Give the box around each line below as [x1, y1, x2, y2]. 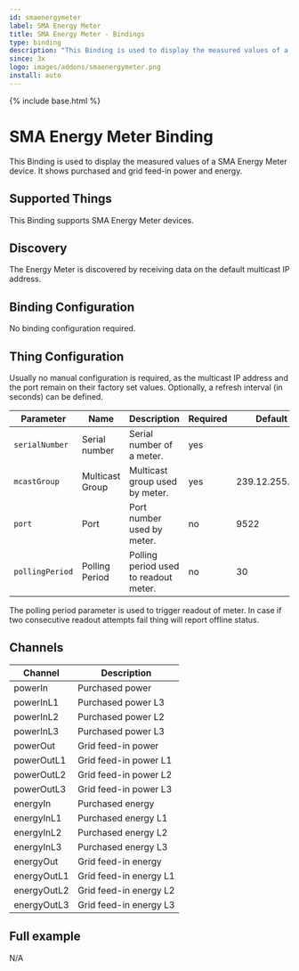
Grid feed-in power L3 [77, 782, 172, 795]
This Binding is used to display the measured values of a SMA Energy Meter [9, 156, 287, 166]
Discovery [9, 240, 68, 255]
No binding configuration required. [9, 323, 136, 334]
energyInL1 [13, 812, 62, 824]
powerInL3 [13, 724, 60, 737]
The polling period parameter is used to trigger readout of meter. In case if [9, 604, 282, 615]
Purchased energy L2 [77, 826, 168, 838]
